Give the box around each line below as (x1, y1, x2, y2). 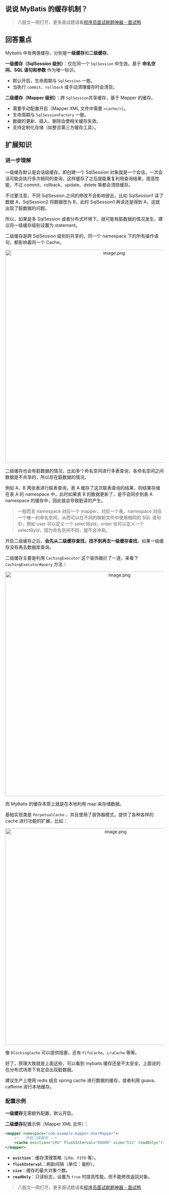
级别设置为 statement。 (31, 222, 80, 228)
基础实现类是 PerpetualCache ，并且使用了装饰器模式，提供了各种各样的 (5, 812, 154, 818)
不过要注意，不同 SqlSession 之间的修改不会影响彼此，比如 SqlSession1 (5, 192, 153, 198)
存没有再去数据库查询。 (5, 544, 54, 551)
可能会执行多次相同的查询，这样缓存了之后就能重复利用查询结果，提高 (9, 176, 155, 182)
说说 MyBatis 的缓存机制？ (5, 5, 88, 14)
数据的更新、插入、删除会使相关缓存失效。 (12, 118, 101, 124)
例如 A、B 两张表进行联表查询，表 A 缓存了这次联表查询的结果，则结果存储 (5, 485, 160, 491)
